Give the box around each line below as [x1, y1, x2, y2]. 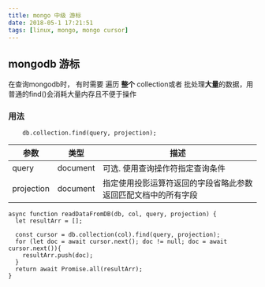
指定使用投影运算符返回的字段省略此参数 [102, 178, 253, 189]
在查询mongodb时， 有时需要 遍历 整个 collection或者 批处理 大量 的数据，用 [8, 79, 254, 89]
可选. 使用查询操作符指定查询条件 [102, 163, 226, 174]
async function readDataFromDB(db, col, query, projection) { [8, 210, 217, 219]
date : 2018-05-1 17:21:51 [8, 19, 93, 27]
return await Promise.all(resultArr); [15, 265, 144, 274]
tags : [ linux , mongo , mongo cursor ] [8, 26, 129, 34]
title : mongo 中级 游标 [8, 11, 81, 20]
